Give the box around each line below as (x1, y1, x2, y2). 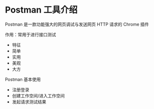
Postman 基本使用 (5, 76, 41, 82)
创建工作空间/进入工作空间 (12, 93, 65, 98)
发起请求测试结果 (12, 99, 46, 105)
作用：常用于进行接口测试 (5, 31, 56, 37)
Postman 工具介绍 (5, 4, 77, 16)
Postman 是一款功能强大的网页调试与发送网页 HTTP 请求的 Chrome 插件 (5, 21, 149, 27)
